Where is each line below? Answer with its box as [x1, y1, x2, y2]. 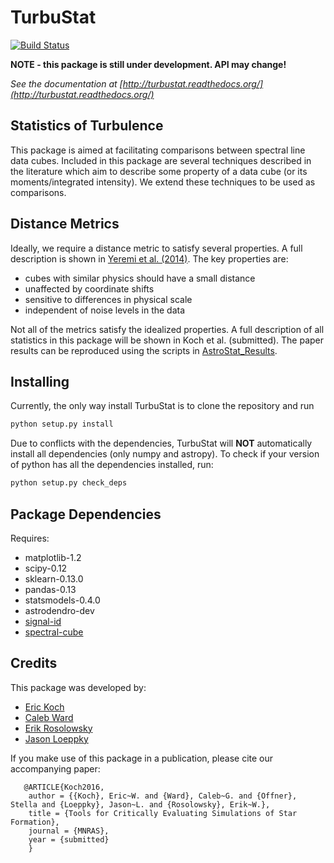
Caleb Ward [24, 711, 74, 723]
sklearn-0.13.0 [24, 572, 84, 585]
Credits [10, 655, 58, 672]
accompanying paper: [10, 762, 101, 775]
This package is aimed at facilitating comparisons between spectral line [10, 144, 306, 156]
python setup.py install [10, 419, 114, 430]
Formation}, [10, 817, 60, 827]
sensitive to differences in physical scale [24, 293, 193, 305]
